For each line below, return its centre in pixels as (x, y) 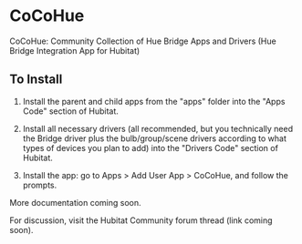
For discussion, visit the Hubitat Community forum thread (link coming (141, 220)
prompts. (40, 185)
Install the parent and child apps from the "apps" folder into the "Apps (154, 101)
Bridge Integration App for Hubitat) (75, 50)
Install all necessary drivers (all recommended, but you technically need (158, 128)
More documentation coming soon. (75, 202)
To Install (36, 80)
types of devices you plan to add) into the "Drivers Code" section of (150, 147)
